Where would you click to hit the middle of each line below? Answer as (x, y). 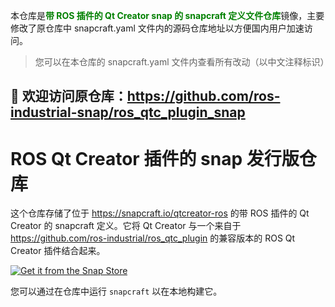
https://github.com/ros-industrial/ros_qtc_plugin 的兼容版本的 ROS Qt (153, 238)
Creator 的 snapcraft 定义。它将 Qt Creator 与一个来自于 (126, 226)
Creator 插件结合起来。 (58, 251)
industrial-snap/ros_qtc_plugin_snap (128, 112)
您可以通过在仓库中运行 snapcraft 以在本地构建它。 (116, 291)
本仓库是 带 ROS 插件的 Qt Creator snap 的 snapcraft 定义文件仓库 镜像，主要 (167, 15)
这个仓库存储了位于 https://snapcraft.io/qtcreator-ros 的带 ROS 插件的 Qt (160, 213)
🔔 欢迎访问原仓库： (69, 96)
